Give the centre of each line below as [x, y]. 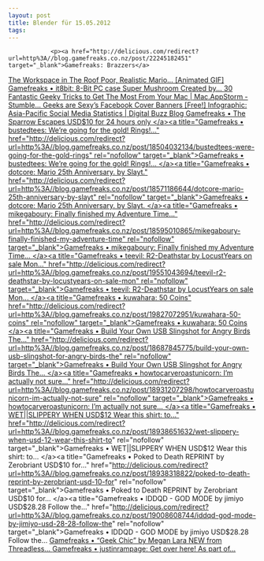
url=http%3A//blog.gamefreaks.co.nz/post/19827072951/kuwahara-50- [125, 314]
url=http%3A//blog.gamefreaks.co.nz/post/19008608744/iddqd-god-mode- [132, 515]
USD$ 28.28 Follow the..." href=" [60, 507]
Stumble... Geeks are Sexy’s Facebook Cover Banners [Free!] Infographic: [128, 105]
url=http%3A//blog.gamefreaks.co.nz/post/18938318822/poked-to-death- [129, 474]
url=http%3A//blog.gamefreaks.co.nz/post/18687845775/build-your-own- [129, 348]
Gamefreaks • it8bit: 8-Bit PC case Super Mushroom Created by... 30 [121, 88]
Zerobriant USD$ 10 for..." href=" [60, 465]
